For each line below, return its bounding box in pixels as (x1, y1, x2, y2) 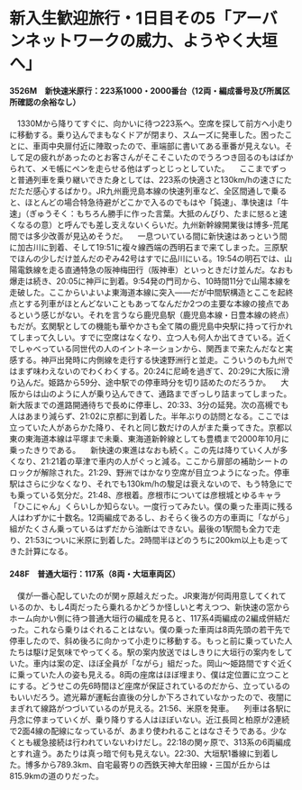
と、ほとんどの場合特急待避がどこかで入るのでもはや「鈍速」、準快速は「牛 (9, 197, 289, 208)
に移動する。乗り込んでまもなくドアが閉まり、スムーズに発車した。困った (9, 130, 286, 141)
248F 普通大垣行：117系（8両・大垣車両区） (9, 568, 180, 579)
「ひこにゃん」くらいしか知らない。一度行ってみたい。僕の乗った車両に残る (9, 501, 294, 512)
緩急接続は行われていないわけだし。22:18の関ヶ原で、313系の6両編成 (32, 736, 291, 748)
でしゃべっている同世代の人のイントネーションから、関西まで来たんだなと (9, 343, 286, 354)
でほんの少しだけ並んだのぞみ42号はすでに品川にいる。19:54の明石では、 (9, 253, 285, 264)
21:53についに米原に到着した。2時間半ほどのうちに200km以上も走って (24, 535, 288, 546)
